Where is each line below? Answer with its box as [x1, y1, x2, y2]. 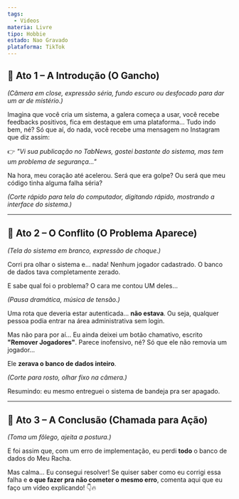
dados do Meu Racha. [7, 454, 72, 463]
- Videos [14, 17, 40, 24]
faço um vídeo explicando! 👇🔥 [7, 483, 97, 492]
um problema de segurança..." [7, 157, 97, 166]
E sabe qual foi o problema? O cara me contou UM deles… [7, 281, 179, 290]
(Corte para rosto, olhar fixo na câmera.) [7, 373, 127, 382]
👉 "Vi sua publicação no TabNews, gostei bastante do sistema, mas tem [7, 147, 224, 155]
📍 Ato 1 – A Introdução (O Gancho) [7, 70, 160, 82]
